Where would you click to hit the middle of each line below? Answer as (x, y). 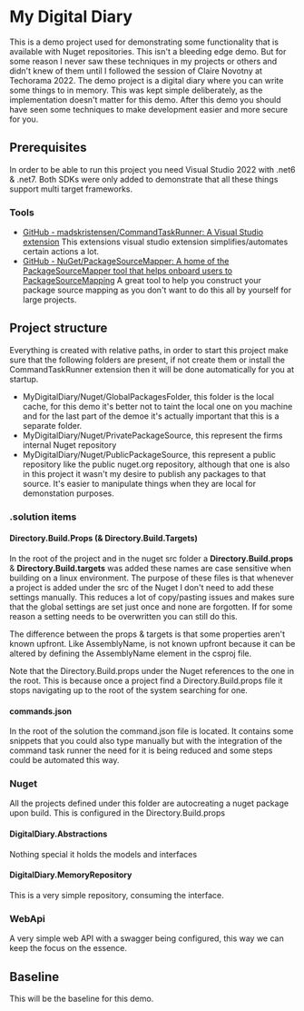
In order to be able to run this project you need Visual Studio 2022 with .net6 (153, 169)
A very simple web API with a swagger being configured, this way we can (147, 938)
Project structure (59, 328)
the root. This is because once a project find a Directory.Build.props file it (146, 680)
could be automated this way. (64, 760)
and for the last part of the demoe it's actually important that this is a (151, 416)
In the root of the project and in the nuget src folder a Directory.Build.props (151, 558)
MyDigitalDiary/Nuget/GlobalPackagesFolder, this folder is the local (148, 396)
